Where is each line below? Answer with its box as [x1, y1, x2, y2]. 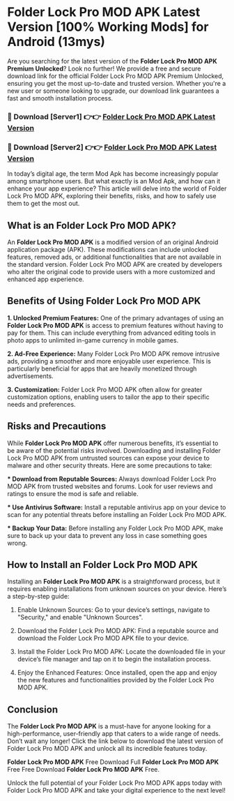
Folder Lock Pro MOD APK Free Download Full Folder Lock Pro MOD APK [7, 758, 219, 766]
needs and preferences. [7, 400, 76, 408]
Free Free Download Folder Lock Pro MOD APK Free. [7, 765, 160, 774]
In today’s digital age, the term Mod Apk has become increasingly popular [7, 170, 219, 178]
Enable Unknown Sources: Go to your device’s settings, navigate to [17, 606, 210, 614]
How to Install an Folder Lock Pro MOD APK [7, 559, 198, 571]
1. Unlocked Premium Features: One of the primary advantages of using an [7, 313, 224, 322]
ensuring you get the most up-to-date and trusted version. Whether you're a [7, 79, 226, 87]
